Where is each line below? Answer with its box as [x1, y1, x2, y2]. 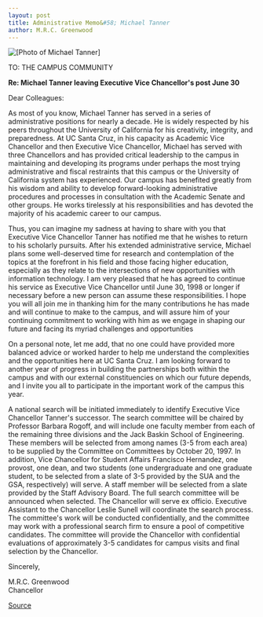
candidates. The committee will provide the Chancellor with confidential [8, 530, 241, 539]
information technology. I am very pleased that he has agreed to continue [8, 274, 246, 284]
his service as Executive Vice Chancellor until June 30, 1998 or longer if [8, 282, 241, 292]
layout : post [8, 11, 51, 20]
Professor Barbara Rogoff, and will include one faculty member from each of [8, 421, 255, 431]
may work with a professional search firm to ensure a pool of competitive [8, 522, 245, 531]
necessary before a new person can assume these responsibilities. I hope [8, 291, 247, 300]
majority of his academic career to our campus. [8, 209, 162, 219]
